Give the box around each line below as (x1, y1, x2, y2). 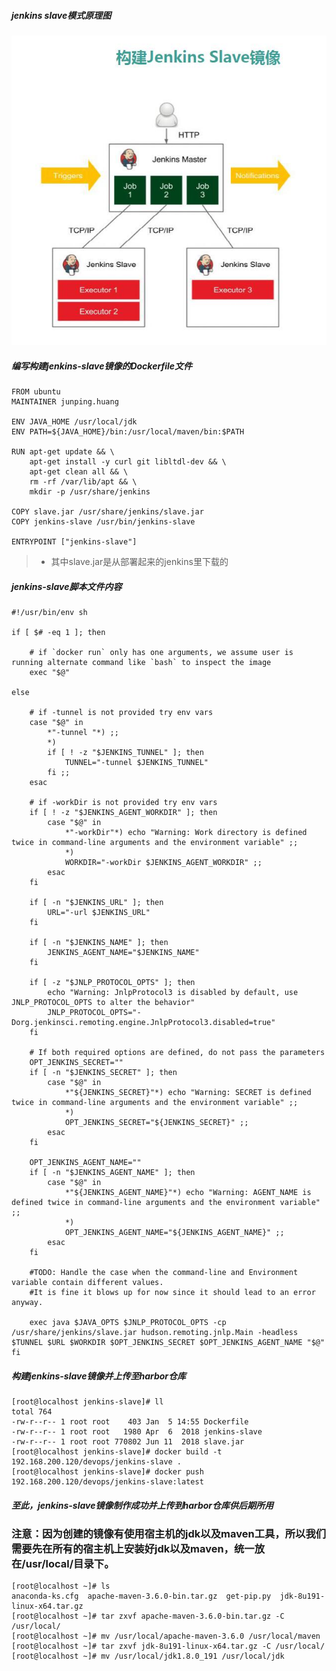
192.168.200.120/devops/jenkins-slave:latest (11, 1477, 204, 1487)
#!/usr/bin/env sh (11, 608, 88, 618)
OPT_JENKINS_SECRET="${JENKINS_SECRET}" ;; (64, 1118, 249, 1128)
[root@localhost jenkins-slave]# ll (11, 1397, 164, 1407)
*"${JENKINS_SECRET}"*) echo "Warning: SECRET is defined (64, 1088, 312, 1098)
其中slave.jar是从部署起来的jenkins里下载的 (50, 556, 229, 568)
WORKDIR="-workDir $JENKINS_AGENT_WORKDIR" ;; (64, 858, 263, 868)
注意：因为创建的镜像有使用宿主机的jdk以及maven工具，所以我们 (11, 1527, 327, 1541)
